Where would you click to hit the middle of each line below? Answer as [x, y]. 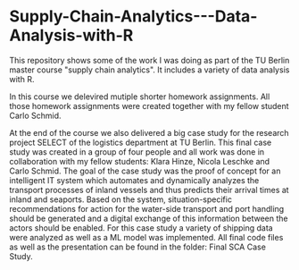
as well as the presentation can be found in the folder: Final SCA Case [137, 247]
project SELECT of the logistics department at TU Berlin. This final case [141, 142]
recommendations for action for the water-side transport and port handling [147, 208]
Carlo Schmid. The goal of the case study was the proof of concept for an [145, 171]
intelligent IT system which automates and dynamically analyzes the [134, 180]
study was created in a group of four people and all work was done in [137, 152]
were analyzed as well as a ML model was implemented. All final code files [146, 237]
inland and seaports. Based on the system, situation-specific [120, 199]
